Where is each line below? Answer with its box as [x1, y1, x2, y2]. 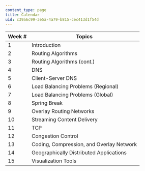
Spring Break [31, 100, 63, 107]
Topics [76, 33, 93, 40]
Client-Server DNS [31, 75, 77, 82]
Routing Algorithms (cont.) [31, 58, 95, 65]
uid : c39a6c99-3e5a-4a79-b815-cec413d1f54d [5, 17, 99, 22]
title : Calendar [5, 12, 40, 17]
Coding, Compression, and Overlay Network [31, 141, 137, 148]
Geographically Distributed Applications [31, 149, 127, 156]
